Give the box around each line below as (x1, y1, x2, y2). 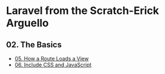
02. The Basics (6, 40, 62, 50)
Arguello (6, 16, 49, 30)
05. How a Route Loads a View (14, 55, 89, 62)
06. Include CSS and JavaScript (14, 61, 92, 68)
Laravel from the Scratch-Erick (6, 4, 160, 17)
